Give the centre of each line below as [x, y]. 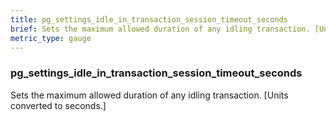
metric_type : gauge [51, 38]
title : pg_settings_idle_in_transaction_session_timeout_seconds [149, 19]
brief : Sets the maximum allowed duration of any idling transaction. [160, 29]
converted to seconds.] [58, 105]
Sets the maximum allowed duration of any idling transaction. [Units [149, 95]
